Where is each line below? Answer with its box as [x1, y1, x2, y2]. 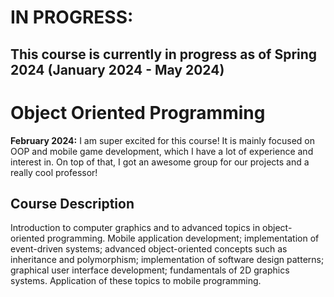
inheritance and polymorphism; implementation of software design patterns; [10, 254, 325, 266]
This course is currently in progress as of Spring [10, 46, 318, 63]
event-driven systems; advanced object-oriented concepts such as [10, 243, 288, 255]
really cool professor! [10, 166, 98, 178]
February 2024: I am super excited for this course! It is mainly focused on [10, 134, 316, 146]
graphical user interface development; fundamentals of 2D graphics [10, 264, 290, 276]
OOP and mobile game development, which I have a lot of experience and [10, 145, 314, 157]
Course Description [10, 195, 135, 212]
